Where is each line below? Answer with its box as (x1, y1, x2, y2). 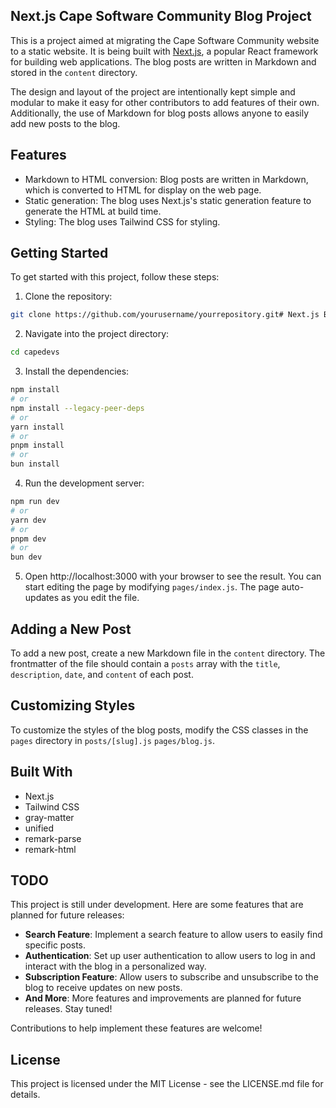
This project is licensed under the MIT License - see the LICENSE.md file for (10, 1078, 324, 1090)
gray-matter (24, 811, 75, 823)
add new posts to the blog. (10, 117, 121, 129)
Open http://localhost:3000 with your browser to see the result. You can (24, 570, 322, 583)
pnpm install (10, 440, 65, 451)
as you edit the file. (61, 592, 140, 604)
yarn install (10, 422, 65, 432)
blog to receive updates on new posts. (24, 982, 183, 994)
